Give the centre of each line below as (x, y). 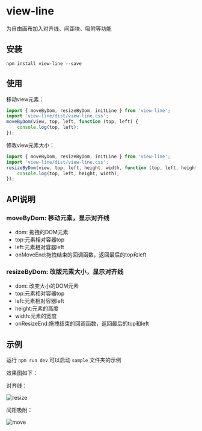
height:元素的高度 (37, 309)
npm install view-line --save (44, 64)
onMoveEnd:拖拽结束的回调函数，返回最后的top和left (81, 255)
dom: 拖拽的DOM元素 (41, 232)
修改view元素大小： (31, 145)
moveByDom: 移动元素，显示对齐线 (58, 218)
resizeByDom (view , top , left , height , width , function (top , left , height (102, 168)
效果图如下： (22, 373)
